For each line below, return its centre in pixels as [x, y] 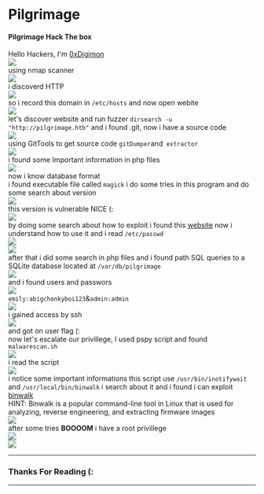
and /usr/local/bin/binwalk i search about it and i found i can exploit [121, 387]
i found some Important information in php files [84, 160]
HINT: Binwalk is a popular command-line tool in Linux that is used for [121, 404]
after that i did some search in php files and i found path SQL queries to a [126, 258]
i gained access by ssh [45, 315]
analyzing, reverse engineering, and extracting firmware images [112, 412]
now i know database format [54, 176]
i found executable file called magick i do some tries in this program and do [129, 184]
